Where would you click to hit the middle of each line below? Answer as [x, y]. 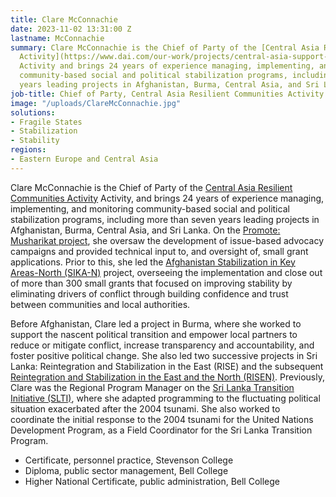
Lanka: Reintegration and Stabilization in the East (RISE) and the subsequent [167, 366]
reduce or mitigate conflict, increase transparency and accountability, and [162, 345]
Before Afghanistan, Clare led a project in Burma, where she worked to [156, 323]
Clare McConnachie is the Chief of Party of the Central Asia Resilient [151, 187]
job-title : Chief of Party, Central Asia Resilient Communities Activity [167, 94]
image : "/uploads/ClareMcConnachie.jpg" [96, 103]
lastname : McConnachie [57, 38]
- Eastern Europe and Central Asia [84, 159]
